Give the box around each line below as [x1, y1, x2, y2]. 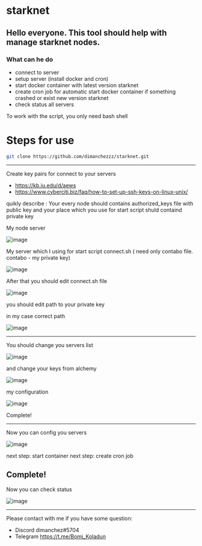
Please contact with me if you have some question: [6, 515, 133, 522]
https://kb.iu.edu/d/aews [14, 181, 76, 189]
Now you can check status [6, 486, 72, 493]
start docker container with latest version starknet [14, 81, 139, 89]
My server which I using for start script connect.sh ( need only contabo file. [6, 248, 194, 255]
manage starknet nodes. [6, 37, 100, 47]
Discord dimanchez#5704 [14, 526, 79, 533]
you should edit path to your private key [6, 301, 105, 308]
